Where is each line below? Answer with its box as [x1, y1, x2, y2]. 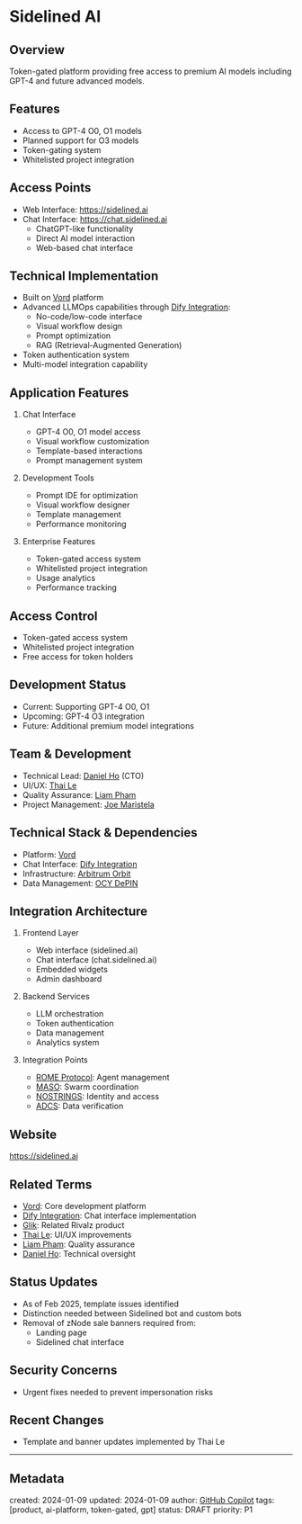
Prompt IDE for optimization [35, 490, 138, 501]
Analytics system [35, 1037, 100, 1048]
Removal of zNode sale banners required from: [22, 1317, 196, 1328]
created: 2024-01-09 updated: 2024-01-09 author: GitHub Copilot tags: [9, 1495, 275, 1506]
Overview [9, 42, 66, 58]
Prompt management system [35, 455, 144, 466]
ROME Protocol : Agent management [35, 1072, 170, 1083]
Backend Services [22, 991, 90, 1002]
